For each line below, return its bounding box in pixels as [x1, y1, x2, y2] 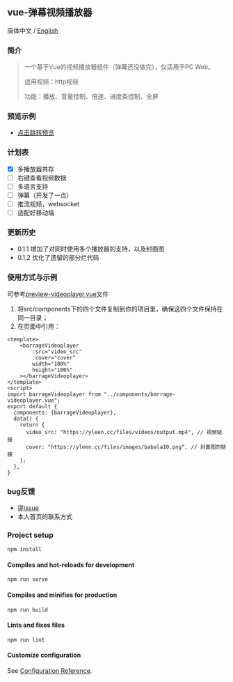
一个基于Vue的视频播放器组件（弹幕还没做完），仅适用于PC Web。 [24, 63, 214, 71]
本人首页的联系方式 [17, 512, 73, 520]
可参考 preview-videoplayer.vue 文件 [7, 290, 109, 298]
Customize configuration [7, 651, 81, 660]
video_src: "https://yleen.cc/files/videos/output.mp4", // [25, 428, 204, 435]
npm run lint [7, 636, 45, 643]
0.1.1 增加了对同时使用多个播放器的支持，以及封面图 [17, 245, 165, 253]
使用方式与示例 [7, 272, 58, 282]
